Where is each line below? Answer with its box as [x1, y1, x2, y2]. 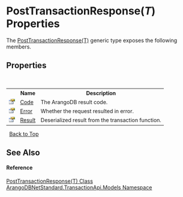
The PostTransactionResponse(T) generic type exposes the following [6, 37, 178, 44]
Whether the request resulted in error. [40, 107, 134, 114]
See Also [6, 147, 40, 157]
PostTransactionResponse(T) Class [6, 178, 93, 185]
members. [6, 43, 32, 50]
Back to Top [8, 130, 39, 137]
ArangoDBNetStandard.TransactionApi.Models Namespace [6, 184, 152, 191]
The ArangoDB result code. [40, 98, 108, 105]
